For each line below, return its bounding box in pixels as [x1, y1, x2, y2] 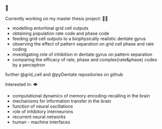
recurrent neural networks [12, 114, 66, 120]
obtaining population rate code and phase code [12, 31, 109, 37]
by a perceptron [12, 62, 46, 68]
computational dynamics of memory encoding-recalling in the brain [12, 93, 150, 99]
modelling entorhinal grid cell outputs [12, 25, 89, 31]
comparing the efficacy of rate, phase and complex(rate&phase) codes [12, 57, 158, 63]
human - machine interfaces [12, 119, 70, 125]
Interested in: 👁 [5, 82, 38, 87]
